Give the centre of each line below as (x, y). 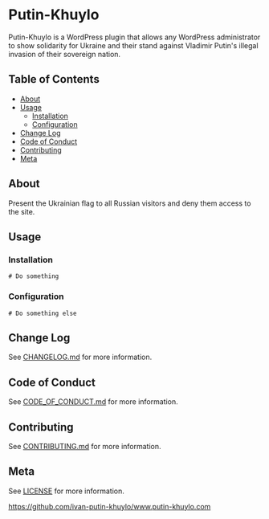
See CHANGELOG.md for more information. (80, 357)
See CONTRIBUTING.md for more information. (85, 446)
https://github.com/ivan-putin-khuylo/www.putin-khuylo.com (110, 506)
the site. (22, 211)
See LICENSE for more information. (66, 491)
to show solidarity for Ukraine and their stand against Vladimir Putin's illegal (133, 45)
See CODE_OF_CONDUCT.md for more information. (93, 402)
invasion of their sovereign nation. (65, 54)
